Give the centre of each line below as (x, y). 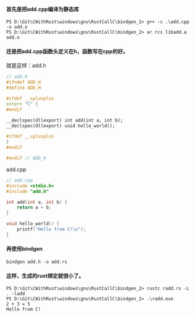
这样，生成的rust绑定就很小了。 (45, 276)
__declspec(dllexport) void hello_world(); (61, 126)
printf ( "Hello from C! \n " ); (51, 229)
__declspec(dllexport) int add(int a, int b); (65, 120)
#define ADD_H (24, 88)
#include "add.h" (28, 191)
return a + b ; (34, 207)
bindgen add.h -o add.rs (37, 262)
